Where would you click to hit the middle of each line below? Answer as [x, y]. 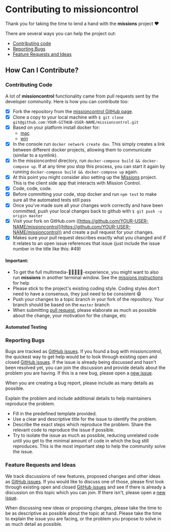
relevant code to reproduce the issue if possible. [64, 430]
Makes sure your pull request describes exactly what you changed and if [89, 238]
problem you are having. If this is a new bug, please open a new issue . [79, 373]
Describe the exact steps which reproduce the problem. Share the [82, 425]
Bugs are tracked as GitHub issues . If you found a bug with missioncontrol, [84, 352]
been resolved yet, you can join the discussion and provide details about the [86, 368]
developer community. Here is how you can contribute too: [67, 101]
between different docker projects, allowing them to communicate [82, 150]
